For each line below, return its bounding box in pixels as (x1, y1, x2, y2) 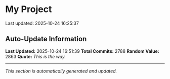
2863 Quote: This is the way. (5, 53, 66, 59)
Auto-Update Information (5, 35, 87, 43)
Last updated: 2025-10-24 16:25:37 (5, 20, 79, 26)
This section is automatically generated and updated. (5, 68, 117, 74)
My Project (5, 4, 52, 15)
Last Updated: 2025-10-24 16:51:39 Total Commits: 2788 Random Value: (5, 48, 159, 54)
